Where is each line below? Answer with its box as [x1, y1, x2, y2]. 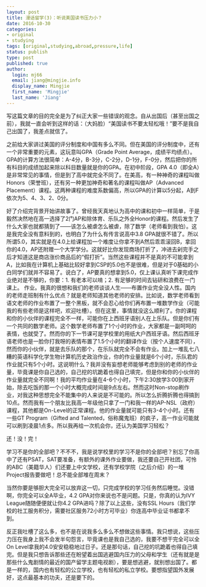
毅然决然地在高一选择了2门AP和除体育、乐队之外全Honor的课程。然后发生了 [6, 215, 199, 222]
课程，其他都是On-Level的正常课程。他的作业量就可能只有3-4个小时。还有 [6, 406, 195, 414]
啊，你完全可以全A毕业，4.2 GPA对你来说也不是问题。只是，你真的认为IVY [6, 491, 195, 499]
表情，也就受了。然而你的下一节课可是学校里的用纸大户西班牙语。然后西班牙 [6, 329, 200, 337]
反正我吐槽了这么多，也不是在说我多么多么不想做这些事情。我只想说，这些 [6, 528, 194, 535]
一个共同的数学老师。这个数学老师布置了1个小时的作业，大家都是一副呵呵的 [6, 322, 197, 329]
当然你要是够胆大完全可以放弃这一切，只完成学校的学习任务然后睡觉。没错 [6, 484, 194, 491]
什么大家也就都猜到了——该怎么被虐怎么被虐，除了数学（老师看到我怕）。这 [6, 222, 197, 230]
